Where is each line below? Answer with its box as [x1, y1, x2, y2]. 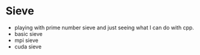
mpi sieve [14, 36, 39, 44]
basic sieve [14, 30, 43, 37]
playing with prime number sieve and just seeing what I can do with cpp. [14, 24, 194, 31]
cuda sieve [14, 43, 42, 50]
